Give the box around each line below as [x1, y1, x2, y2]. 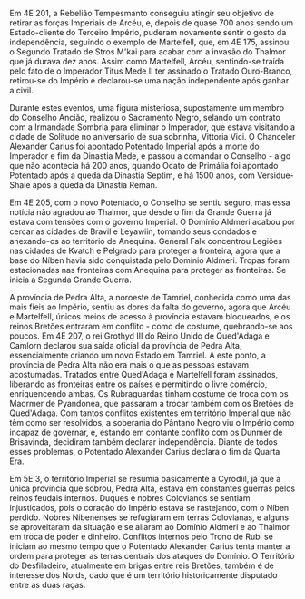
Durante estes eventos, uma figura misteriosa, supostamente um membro [9, 103, 284, 113]
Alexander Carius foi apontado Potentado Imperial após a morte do [9, 141, 261, 152]
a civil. [9, 85, 34, 95]
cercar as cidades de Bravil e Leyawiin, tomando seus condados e [9, 226, 257, 237]
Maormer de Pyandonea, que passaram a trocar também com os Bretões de [9, 398, 294, 408]
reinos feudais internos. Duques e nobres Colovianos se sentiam [9, 493, 251, 503]
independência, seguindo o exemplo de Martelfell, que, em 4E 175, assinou [9, 36, 290, 47]
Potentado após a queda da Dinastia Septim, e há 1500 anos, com [9, 170, 256, 181]
